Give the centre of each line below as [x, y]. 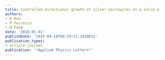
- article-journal [24, 45]
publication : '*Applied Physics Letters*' [49, 50]
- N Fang [14, 28]
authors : [14, 14]
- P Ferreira [18, 23]
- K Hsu [13, 18]
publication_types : [25, 41]
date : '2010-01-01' [25, 32]
